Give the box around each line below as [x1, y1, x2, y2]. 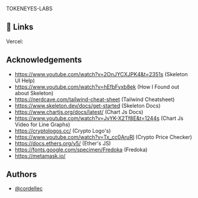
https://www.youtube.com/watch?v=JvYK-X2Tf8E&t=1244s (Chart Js [14, 115, 184, 122]
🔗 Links [6, 22, 34, 32]
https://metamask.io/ [14, 152, 66, 159]
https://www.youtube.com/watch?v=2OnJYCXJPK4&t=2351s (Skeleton [14, 70, 188, 77]
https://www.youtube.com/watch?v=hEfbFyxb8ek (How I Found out [14, 83, 179, 90]
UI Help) [14, 77, 35, 84]
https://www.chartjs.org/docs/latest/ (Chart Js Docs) [14, 108, 144, 115]
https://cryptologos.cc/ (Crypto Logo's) [14, 127, 111, 134]
